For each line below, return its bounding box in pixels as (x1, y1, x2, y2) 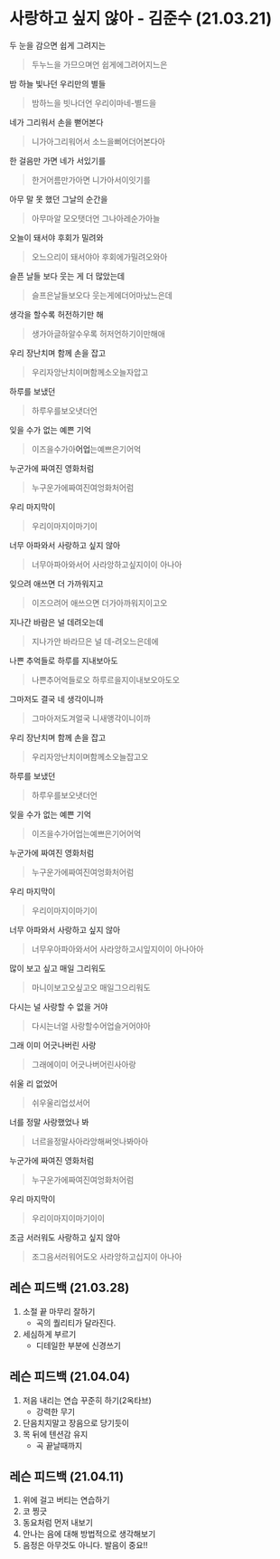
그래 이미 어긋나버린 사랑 (9, 1040, 97, 1050)
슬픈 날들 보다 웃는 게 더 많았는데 (9, 271, 125, 281)
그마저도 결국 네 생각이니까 (9, 693, 104, 704)
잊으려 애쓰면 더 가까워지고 (9, 578, 104, 589)
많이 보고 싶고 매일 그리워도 (9, 963, 107, 974)
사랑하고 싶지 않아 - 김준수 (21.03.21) (9, 8, 273, 29)
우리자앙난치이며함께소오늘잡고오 (31, 751, 149, 762)
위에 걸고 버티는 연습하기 (22, 1495, 110, 1506)
